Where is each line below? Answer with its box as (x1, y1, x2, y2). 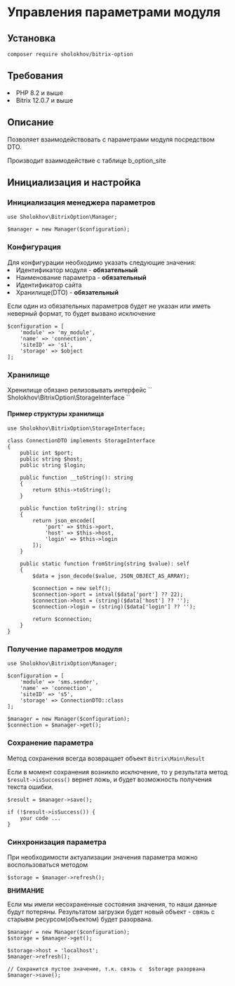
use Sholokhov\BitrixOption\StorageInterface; (7, 425, 146, 433)
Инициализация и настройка (7, 177, 142, 188)
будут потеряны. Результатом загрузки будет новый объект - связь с (7, 908, 215, 916)
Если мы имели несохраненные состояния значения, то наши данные (7, 900, 217, 908)
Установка (7, 32, 56, 44)
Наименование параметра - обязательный (16, 273, 147, 281)
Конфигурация (7, 242, 62, 252)
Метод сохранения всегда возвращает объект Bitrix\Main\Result (7, 754, 205, 762)
